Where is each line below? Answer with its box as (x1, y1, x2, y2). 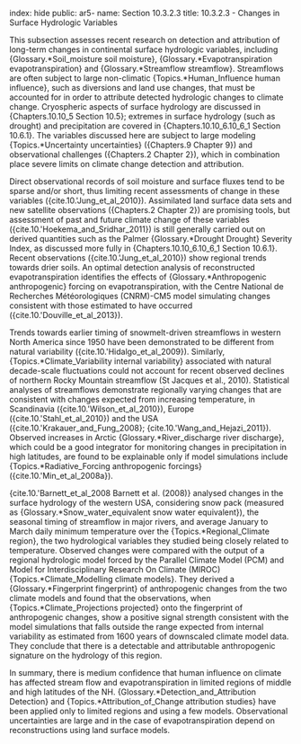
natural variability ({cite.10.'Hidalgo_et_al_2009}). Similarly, (9, 346, 226, 357)
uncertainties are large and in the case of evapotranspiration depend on (9, 715, 276, 726)
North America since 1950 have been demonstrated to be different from (9, 337, 275, 347)
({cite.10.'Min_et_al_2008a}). (9, 471, 114, 481)
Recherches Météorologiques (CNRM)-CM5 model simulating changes (9, 291, 271, 301)
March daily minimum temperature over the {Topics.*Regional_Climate (9, 526, 270, 536)
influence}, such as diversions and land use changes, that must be (9, 83, 256, 93)
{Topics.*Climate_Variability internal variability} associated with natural (9, 356, 272, 367)
